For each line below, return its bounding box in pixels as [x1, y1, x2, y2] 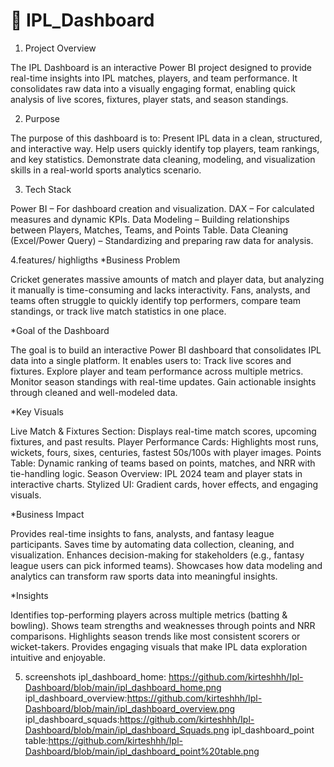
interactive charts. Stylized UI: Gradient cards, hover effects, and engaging [10, 478, 319, 490]
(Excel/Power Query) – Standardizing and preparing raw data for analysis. [10, 234, 314, 246]
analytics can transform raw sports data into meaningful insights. [10, 570, 278, 582]
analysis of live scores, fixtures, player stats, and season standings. [10, 93, 289, 105]
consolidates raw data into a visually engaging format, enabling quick [10, 82, 297, 94]
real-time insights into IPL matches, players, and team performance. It [10, 72, 298, 84]
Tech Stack [24, 183, 72, 195]
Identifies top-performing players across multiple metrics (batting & [10, 609, 288, 621]
